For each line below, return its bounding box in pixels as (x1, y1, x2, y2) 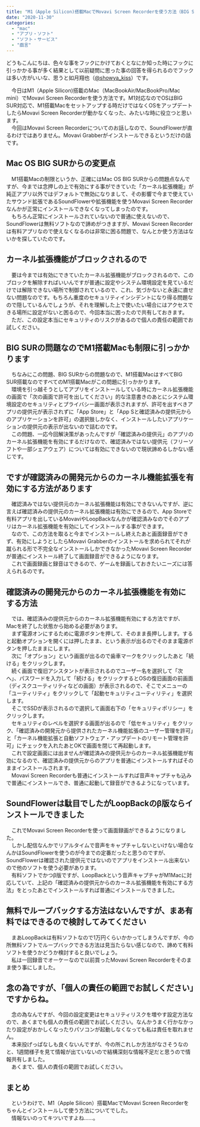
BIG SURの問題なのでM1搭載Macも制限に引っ (6, 342, 174, 353)
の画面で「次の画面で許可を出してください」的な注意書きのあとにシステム (6, 393, 189, 400)
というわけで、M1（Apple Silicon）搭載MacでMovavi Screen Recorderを (11, 1100, 189, 1107)
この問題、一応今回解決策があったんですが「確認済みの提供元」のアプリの (11, 431, 194, 438)
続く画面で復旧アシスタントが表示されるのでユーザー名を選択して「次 (11, 667, 183, 674)
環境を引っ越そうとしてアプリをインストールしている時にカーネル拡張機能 (11, 386, 193, 393)
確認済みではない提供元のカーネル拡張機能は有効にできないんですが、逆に (11, 500, 194, 508)
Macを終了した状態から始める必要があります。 (6, 622, 121, 629)
